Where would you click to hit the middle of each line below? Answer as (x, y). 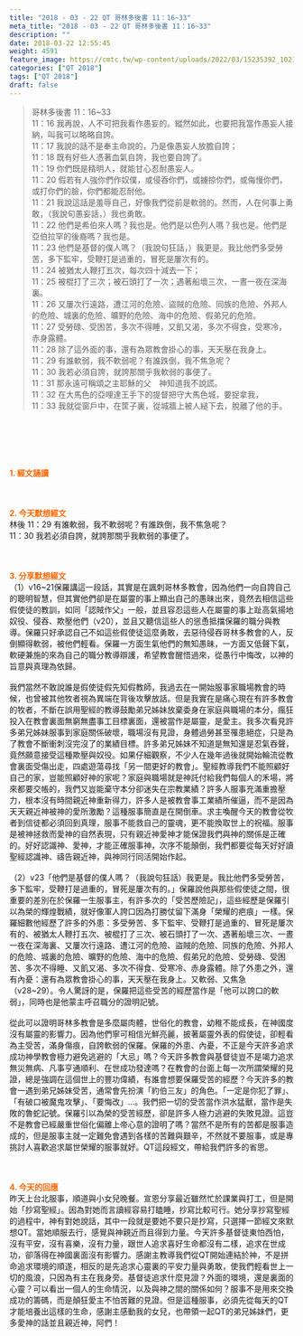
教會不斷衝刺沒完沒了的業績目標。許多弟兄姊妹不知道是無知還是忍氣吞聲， (155, 743)
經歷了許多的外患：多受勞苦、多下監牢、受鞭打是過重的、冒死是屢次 (167, 922)
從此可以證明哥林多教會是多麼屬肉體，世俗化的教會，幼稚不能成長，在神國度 (151, 1022)
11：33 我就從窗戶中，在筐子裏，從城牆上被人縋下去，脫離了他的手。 (159, 405)
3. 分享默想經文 (38, 576)
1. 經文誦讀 (29, 473)
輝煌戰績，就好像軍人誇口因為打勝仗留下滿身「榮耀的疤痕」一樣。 (163, 911)
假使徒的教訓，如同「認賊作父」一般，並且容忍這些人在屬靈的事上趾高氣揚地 (151, 609)
